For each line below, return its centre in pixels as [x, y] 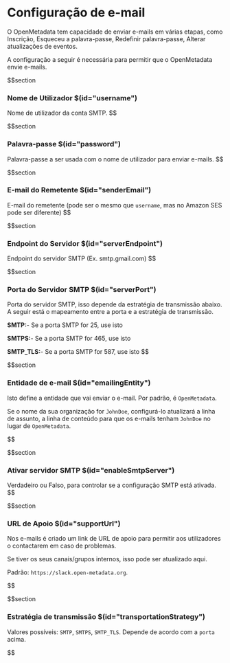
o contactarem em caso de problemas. [62, 546]
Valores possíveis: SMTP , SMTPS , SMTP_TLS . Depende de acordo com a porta [111, 632]
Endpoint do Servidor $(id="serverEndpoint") [85, 243]
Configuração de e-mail [76, 13]
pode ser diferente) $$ [39, 212]
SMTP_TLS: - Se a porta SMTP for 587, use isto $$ [78, 352]
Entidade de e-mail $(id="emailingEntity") [79, 383]
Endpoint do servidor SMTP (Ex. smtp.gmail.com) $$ [82, 258]
